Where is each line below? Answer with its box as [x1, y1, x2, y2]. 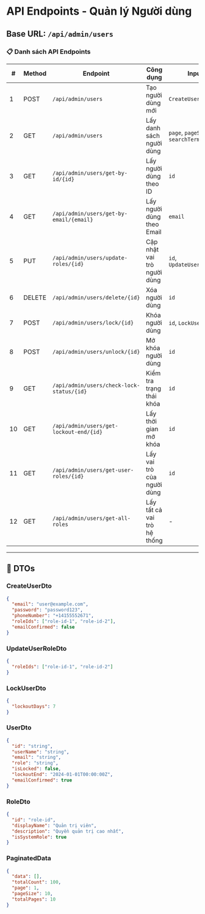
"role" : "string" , [12, 760, 59, 766]
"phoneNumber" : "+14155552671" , [12, 613, 95, 619]
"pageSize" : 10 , [12, 891, 53, 897]
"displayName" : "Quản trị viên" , [12, 822, 97, 828]
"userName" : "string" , [12, 748, 70, 755]
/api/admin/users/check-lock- [52, 382, 140, 389]
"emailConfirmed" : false [12, 624, 75, 630]
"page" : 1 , [12, 885, 40, 891]
